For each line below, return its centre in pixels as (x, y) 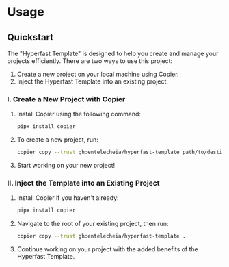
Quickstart (30, 37)
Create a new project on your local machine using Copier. (98, 74)
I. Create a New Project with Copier (66, 99)
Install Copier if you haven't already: (68, 198)
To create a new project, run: (58, 140)
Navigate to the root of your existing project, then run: (93, 224)
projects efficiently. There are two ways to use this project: (90, 61)
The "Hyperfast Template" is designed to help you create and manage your (113, 53)
